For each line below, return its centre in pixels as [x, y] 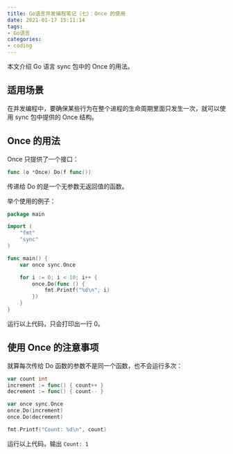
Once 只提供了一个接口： [43, 159]
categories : [24, 40]
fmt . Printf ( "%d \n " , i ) [77, 290]
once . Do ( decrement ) [35, 417]
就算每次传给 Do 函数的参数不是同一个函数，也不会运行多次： [95, 365]
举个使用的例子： [32, 201]
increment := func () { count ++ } [55, 385]
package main [26, 214]
